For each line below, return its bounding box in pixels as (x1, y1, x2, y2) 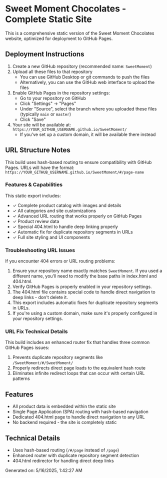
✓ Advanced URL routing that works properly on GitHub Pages (12, 213, 142, 219)
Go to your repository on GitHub (19, 95, 86, 101)
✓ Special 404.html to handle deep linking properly (12, 223, 118, 229)
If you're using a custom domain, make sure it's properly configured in (12, 310, 157, 316)
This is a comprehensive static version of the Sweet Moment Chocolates (5, 30, 154, 36)
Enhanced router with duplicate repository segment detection (12, 452, 139, 458)
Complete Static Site (5, 13, 92, 25)
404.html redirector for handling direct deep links (12, 458, 114, 464)
